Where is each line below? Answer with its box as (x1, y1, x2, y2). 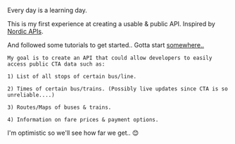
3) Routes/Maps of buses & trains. (7, 104, 112, 111)
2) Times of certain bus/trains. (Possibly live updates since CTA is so (7, 85, 229, 92)
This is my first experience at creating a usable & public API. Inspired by (7, 20, 216, 28)
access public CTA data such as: (7, 61, 106, 68)
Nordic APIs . (7, 28, 44, 35)
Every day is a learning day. (7, 6, 88, 14)
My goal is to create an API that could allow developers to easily (7, 54, 212, 61)
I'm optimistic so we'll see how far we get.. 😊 (7, 128, 139, 137)
